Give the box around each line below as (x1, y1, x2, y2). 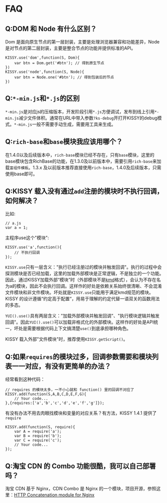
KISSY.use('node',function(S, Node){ (5, 69, 85, 74)
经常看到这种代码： (5, 376, 45, 382)
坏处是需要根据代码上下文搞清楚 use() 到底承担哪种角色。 (14, 326, 131, 332)
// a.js (5, 221, 22, 226)
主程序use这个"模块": (5, 235, 49, 241)
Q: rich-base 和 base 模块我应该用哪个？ (5, 138, 123, 146)
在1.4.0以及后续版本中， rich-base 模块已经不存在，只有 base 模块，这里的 (5, 152, 154, 158)
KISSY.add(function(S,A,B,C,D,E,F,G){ (5, 392, 87, 397)
